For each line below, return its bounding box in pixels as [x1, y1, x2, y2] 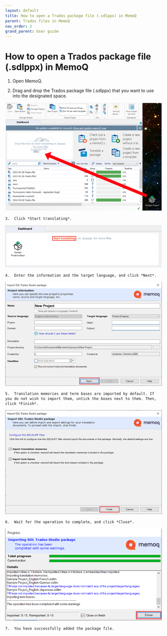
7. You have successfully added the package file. [5, 626, 114, 631]
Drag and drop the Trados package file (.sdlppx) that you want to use [12, 87, 154, 94]
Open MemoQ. [12, 78, 43, 84]
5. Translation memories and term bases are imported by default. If [5, 391, 155, 396]
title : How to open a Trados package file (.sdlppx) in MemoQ [5, 13, 137, 18]
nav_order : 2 [5, 24, 32, 29]
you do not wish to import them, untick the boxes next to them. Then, [5, 396, 157, 401]
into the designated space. [12, 93, 67, 99]
